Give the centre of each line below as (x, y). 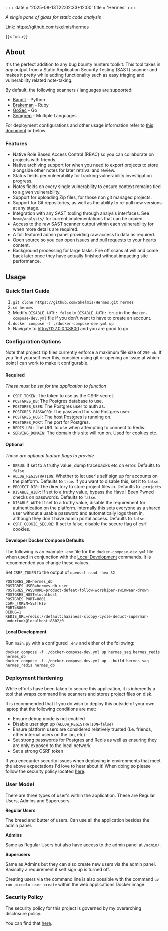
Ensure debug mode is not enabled (49, 719)
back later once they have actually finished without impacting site (80, 256)
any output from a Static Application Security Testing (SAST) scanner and (81, 69)
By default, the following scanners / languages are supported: (69, 90)
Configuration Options (33, 341)
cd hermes (23, 308)
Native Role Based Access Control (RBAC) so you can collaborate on (83, 154)
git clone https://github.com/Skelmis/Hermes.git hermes (73, 302)
